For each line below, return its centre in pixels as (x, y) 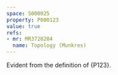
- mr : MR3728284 (29, 39)
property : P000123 (33, 20)
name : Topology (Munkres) (50, 45)
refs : (14, 33)
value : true (23, 26)
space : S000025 (28, 13)
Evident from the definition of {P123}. (59, 65)
